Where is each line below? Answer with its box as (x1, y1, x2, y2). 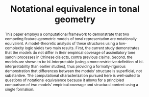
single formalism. (4, 87, 35, 92)
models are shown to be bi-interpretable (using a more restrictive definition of (4, 59, 139, 64)
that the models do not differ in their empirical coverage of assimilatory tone (4, 50, 136, 55)
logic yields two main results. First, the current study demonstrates (25, 45, 140, 50)
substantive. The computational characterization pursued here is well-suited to (4, 73, 141, 78)
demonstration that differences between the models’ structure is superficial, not (4, 68, 142, 73)
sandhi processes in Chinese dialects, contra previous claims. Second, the (4, 54, 133, 60)
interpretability (4, 64, 30, 69)
